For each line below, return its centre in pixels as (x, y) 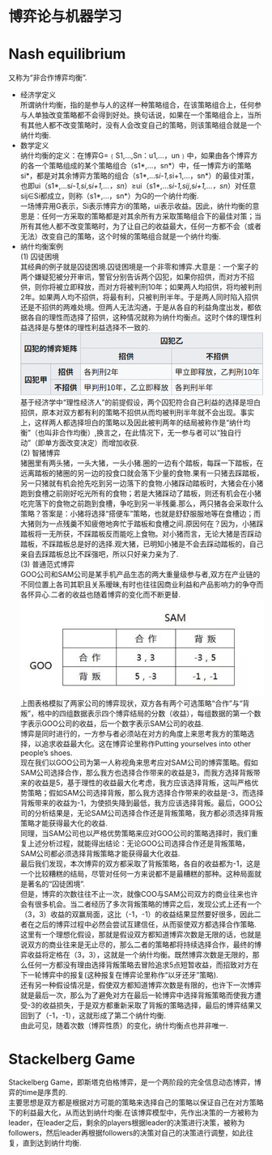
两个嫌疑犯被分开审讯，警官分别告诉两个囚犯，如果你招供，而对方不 (134, 277)
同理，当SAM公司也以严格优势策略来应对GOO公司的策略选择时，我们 (135, 834)
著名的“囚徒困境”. (56, 884)
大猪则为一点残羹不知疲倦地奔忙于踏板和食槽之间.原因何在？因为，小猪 (138, 524)
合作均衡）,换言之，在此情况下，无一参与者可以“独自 (147, 433)
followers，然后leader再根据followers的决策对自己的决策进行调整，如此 (127, 1133)
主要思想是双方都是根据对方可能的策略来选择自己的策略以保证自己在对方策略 (136, 1102)
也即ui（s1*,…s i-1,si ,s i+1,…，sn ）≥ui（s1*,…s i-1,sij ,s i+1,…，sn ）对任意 (138, 186)
